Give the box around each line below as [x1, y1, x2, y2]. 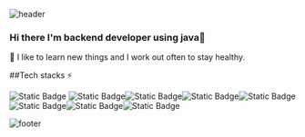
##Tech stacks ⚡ [9, 70, 73, 81]
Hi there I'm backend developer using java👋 [9, 31, 206, 44]
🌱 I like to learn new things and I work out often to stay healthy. [9, 52, 246, 63]
